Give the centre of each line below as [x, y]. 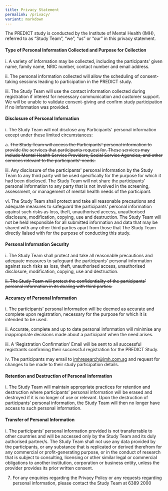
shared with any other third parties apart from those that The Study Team [80, 227]
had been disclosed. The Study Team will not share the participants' [75, 181]
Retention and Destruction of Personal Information [59, 376]
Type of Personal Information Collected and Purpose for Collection [76, 50]
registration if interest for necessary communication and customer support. [83, 96]
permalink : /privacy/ [28, 14]
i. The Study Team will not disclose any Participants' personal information [81, 129]
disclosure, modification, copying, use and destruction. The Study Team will [83, 217]
